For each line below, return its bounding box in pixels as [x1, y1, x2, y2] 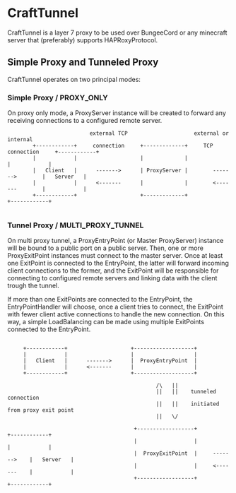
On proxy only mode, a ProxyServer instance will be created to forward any [7, 109, 226, 117]
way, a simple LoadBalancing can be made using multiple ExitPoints [7, 318, 205, 326]
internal [7, 136, 33, 143]
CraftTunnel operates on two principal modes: [7, 75, 141, 83]
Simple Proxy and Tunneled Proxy [7, 57, 159, 69]
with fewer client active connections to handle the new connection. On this [7, 310, 225, 319]
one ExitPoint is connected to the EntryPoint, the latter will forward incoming [7, 259, 230, 268]
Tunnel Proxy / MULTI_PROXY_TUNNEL [7, 220, 144, 230]
